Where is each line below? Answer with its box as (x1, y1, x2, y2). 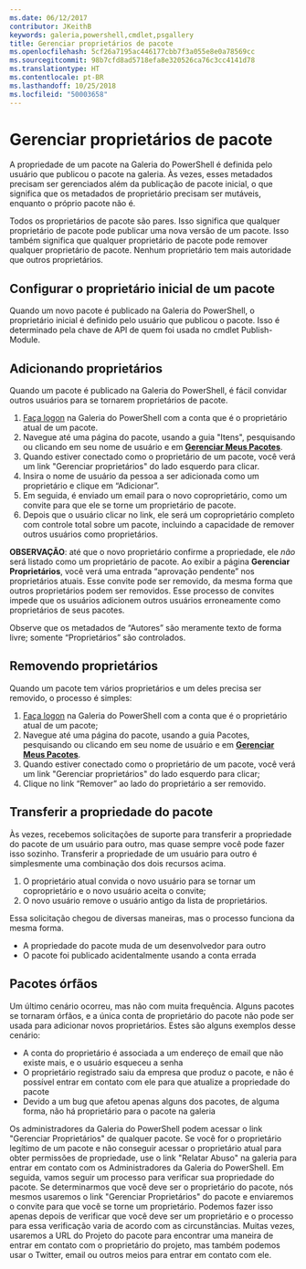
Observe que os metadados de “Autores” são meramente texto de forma (9, 623, 282, 634)
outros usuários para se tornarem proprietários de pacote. (9, 394, 228, 406)
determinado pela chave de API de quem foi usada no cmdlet (9, 325, 239, 336)
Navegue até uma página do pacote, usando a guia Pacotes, (22, 729, 250, 740)
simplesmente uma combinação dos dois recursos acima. (9, 857, 227, 868)
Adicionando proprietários (9, 361, 163, 376)
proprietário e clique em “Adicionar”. (22, 480, 160, 491)
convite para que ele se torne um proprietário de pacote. (22, 499, 237, 511)
